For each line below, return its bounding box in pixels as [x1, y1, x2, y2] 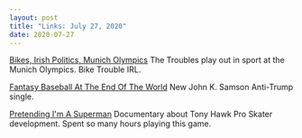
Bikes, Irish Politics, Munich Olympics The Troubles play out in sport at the [9, 55, 286, 66]
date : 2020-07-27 [9, 30, 75, 39]
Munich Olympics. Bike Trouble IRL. [9, 64, 142, 75]
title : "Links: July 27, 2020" [9, 22, 127, 31]
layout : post [9, 13, 59, 23]
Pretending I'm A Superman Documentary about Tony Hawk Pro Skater [9, 109, 273, 120]
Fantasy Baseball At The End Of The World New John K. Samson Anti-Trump [9, 82, 294, 93]
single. [9, 91, 34, 102]
